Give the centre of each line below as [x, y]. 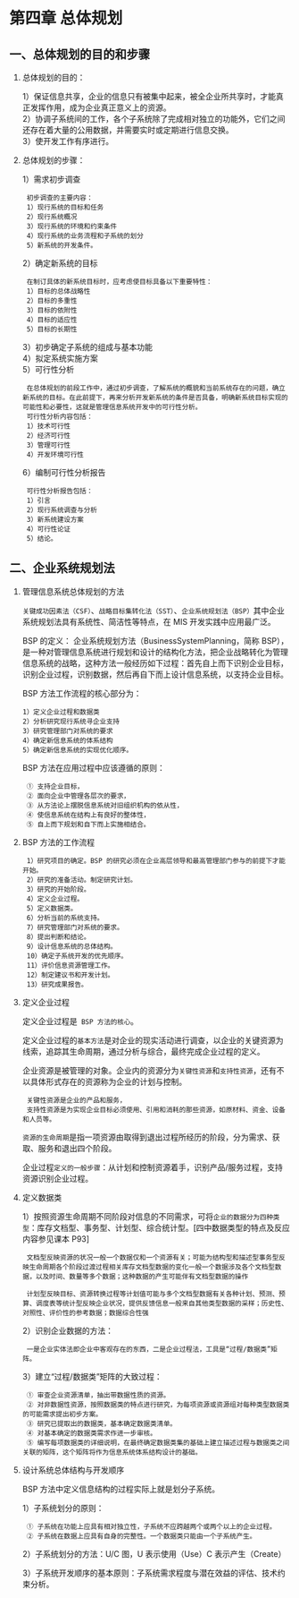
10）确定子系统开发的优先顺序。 [77, 956]
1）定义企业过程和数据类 [61, 712]
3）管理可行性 [49, 445]
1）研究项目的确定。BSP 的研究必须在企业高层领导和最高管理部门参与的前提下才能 [156, 860]
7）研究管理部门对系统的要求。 [75, 927]
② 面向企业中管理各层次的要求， [79, 796]
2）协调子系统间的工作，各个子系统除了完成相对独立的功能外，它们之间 [154, 119]
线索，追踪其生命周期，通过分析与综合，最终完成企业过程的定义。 [143, 1051]
